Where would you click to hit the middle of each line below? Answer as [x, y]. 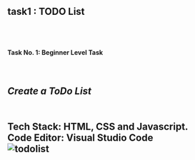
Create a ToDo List [49, 91]
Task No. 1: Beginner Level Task [55, 53]
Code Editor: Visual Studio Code [80, 138]
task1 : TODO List [46, 12]
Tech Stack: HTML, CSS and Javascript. [98, 126]
